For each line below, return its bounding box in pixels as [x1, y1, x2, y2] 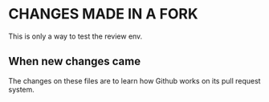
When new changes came [8, 55, 141, 68]
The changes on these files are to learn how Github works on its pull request [8, 75, 261, 85]
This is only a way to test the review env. [8, 31, 143, 41]
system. [8, 84, 35, 94]
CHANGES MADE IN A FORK [8, 5, 198, 23]
